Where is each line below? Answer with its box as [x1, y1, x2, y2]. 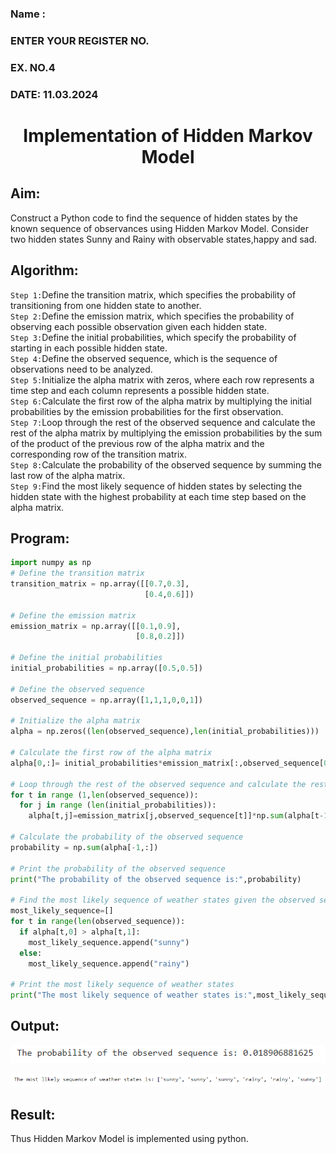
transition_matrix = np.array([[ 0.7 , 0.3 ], [10, 579, 190, 589]
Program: [10, 530, 70, 547]
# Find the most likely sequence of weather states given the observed [10, 895, 315, 906]
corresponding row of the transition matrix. [10, 448, 188, 460]
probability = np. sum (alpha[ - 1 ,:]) [10, 842, 159, 852]
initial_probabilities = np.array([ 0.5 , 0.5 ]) [10, 663, 203, 674]
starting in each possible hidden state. [10, 342, 168, 354]
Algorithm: [10, 262, 79, 279]
